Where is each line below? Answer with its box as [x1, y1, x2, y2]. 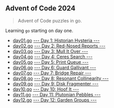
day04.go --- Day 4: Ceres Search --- [12, 53, 93, 60]
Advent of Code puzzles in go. [17, 17, 82, 23]
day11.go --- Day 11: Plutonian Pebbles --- [12, 91, 101, 97]
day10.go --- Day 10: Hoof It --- [12, 86, 79, 92]
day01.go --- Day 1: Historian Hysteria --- [12, 37, 100, 43]
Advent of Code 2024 [5, 4, 76, 13]
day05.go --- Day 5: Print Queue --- [12, 59, 89, 65]
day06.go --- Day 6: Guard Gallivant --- [12, 64, 96, 70]
